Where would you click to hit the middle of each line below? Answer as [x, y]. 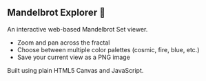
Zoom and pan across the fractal [63, 43]
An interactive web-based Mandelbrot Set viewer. [78, 29]
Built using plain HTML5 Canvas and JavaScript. [75, 70]
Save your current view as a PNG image [74, 57]
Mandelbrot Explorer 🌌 [56, 13]
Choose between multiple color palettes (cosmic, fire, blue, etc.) [108, 49]
